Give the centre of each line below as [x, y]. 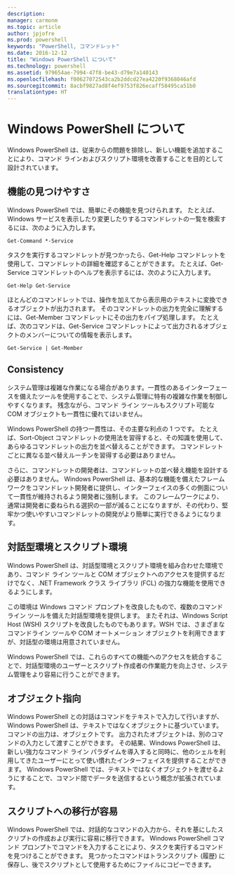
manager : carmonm [33, 20]
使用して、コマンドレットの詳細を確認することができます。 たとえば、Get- [115, 264]
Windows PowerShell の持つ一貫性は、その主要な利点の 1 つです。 [103, 429]
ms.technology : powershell [47, 66]
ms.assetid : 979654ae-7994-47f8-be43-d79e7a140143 [83, 72]
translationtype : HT [38, 92]
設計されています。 [35, 168]
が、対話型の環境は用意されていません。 [66, 642]
